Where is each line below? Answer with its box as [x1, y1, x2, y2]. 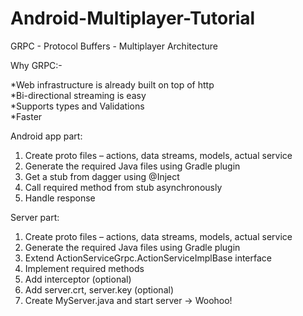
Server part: [10, 211, 60, 223]
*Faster [10, 110, 43, 122]
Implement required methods [24, 262, 145, 274]
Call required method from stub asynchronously [24, 181, 223, 193]
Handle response [24, 192, 96, 204]
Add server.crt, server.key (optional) [24, 283, 175, 296]
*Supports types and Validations [10, 100, 145, 112]
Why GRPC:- [10, 59, 63, 71]
